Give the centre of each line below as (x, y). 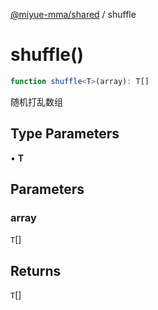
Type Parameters (65, 134)
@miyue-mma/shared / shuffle (73, 14)
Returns (36, 270)
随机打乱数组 (36, 101)
